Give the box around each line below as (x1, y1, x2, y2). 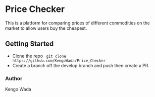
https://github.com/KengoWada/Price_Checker (12, 58, 106, 63)
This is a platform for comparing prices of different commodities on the (5, 20, 150, 26)
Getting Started (5, 40, 54, 48)
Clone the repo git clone (12, 53, 66, 59)
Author (5, 75, 23, 82)
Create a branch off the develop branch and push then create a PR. (12, 62, 150, 68)
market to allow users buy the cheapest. (5, 25, 87, 31)
